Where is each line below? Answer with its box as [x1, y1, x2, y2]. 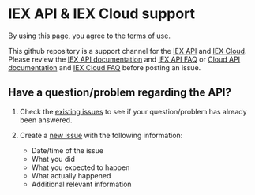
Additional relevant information [31, 179, 132, 189]
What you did [31, 154, 75, 163]
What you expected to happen [31, 163, 130, 172]
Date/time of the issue [31, 145, 104, 155]
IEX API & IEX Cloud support [8, 5, 196, 23]
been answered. [19, 115, 73, 125]
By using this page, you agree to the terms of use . [8, 31, 171, 40]
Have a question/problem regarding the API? [8, 86, 231, 99]
